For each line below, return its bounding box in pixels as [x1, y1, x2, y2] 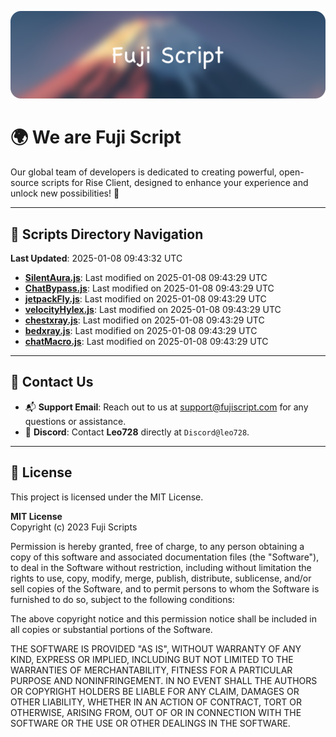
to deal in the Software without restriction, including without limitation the [10, 561, 312, 573]
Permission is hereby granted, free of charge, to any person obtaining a [10, 540, 305, 552]
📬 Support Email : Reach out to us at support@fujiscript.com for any [24, 401, 309, 413]
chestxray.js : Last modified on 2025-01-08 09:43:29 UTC [24, 314, 265, 326]
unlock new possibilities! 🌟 [10, 187, 120, 200]
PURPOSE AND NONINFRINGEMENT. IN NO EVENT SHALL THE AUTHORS [10, 674, 318, 686]
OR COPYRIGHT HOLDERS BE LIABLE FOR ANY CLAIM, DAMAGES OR [10, 685, 300, 697]
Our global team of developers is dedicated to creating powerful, [10, 166, 277, 178]
